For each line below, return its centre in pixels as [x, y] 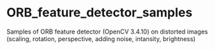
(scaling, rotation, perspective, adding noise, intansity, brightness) [101, 38]
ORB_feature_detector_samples [100, 13]
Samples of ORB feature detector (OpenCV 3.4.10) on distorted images [108, 32]
